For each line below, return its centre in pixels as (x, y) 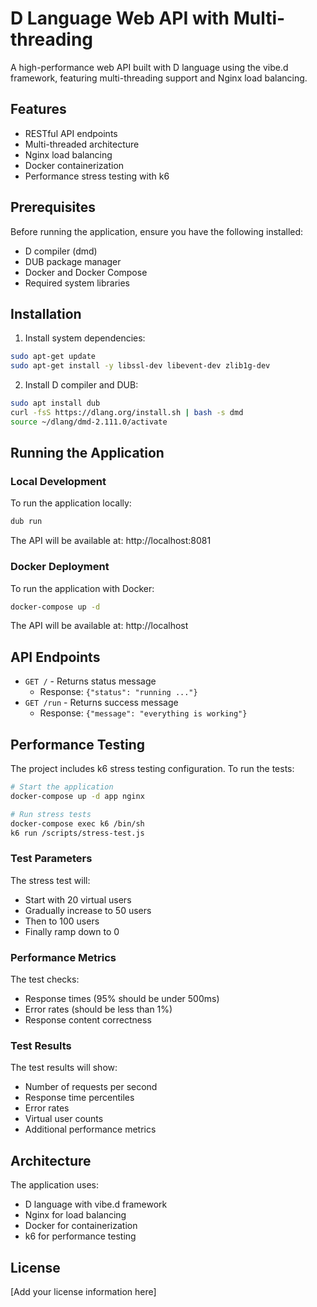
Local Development (58, 482)
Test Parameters (51, 859)
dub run (26, 522)
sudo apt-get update (53, 357)
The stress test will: (50, 880)
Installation (46, 313)
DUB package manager (73, 261)
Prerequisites (53, 207)
